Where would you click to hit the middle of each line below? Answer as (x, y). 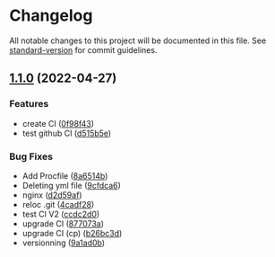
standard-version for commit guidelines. (83, 49)
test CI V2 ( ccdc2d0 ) (61, 214)
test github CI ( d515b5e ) (67, 133)
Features (29, 104)
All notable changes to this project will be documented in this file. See (138, 40)
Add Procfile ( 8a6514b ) (65, 175)
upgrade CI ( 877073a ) (63, 223)
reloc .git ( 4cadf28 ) (58, 204)
